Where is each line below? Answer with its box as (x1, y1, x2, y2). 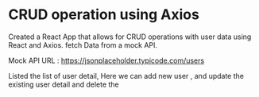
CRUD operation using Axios (8, 6, 200, 24)
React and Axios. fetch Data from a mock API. (8, 40, 157, 49)
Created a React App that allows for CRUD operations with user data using (8, 32, 252, 41)
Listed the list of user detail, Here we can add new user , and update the (8, 71, 245, 80)
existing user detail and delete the (8, 80, 119, 89)
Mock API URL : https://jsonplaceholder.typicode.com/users (8, 56, 205, 65)
